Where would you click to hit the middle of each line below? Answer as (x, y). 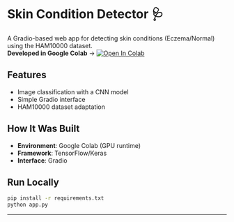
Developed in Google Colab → (51, 53)
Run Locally (33, 182)
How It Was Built (44, 129)
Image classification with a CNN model (73, 91)
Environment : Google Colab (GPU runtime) (79, 145)
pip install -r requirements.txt (56, 198)
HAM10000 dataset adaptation (61, 107)
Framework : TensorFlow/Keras (62, 153)
